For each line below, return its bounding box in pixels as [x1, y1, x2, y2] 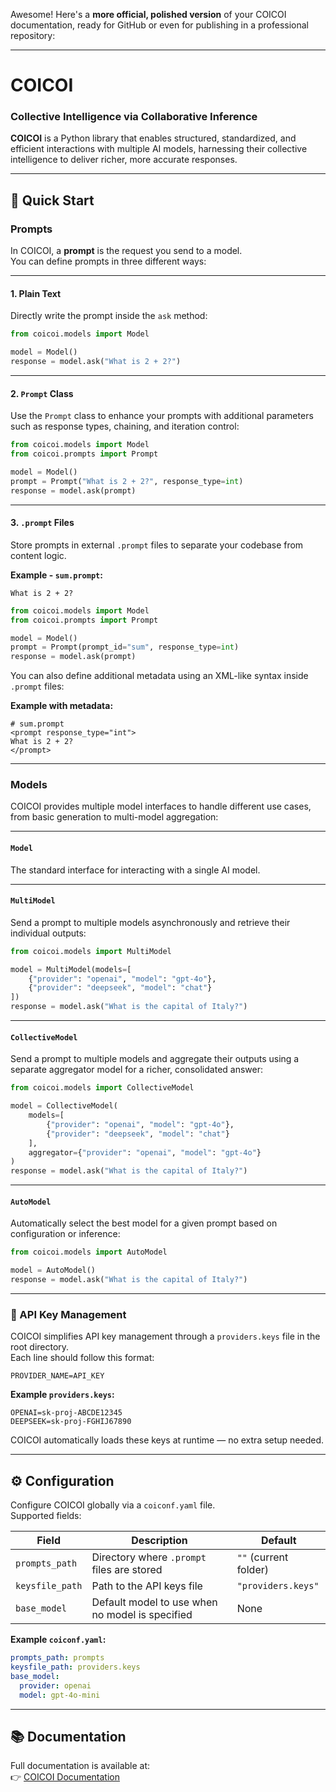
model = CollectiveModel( [10, 1101, 118, 1111]
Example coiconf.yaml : [10, 1634, 107, 1646]
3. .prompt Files [10, 517, 75, 529]
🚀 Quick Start [10, 192, 95, 209]
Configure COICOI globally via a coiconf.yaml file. [10, 1499, 216, 1511]
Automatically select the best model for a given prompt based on [10, 1217, 278, 1229]
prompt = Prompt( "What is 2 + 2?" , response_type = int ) [10, 476, 244, 486]
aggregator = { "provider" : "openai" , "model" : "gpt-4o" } [28, 1147, 262, 1158]
